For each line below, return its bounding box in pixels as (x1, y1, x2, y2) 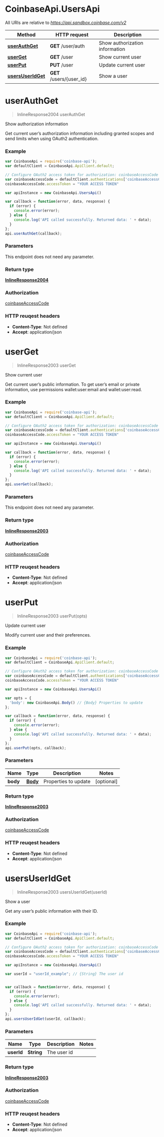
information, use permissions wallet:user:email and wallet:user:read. (5, 386, 143, 392)
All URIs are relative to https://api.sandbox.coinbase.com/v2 (5, 20, 126, 25)
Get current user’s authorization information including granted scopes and (5, 130, 154, 136)
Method (17, 31, 36, 38)
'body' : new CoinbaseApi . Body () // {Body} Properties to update (9, 700, 143, 705)
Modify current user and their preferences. (5, 632, 91, 638)
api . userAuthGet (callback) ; (5, 231, 62, 236)
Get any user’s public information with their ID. (5, 908, 98, 914)
